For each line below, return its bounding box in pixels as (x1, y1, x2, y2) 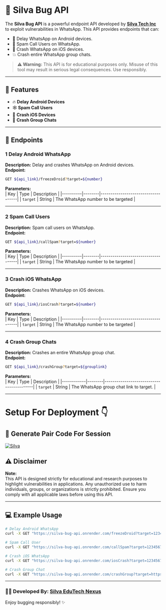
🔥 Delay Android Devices (12, 98, 65, 104)
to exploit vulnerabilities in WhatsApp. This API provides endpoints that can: (5, 26, 160, 32)
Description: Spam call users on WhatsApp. (5, 225, 95, 231)
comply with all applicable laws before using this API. (5, 491, 114, 497)
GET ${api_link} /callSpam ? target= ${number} (5, 239, 96, 244)
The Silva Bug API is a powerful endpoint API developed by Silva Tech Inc (5, 21, 157, 27)
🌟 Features (5, 86, 39, 94)
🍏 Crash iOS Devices (12, 111, 56, 118)
